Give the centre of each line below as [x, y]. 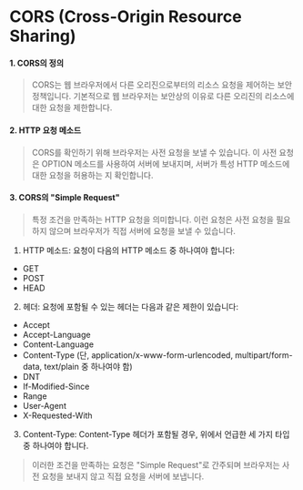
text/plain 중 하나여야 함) [89, 366]
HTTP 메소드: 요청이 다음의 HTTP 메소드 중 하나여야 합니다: [128, 250]
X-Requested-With [57, 415]
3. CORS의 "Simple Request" [65, 198]
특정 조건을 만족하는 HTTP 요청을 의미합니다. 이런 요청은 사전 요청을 [153, 219]
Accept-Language [56, 334]
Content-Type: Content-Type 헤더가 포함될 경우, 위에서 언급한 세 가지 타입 [156, 434]
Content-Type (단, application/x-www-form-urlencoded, [128, 355]
